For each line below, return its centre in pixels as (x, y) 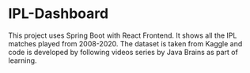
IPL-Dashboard (59, 14)
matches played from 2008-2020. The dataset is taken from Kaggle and (125, 43)
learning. (23, 60)
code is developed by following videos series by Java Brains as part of (123, 52)
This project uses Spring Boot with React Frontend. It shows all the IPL (123, 35)
